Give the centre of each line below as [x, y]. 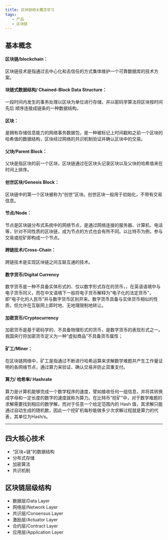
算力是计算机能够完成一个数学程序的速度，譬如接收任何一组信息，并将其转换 [84, 391]
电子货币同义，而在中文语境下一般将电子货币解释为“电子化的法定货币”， [79, 293]
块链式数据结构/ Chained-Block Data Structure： [56, 90]
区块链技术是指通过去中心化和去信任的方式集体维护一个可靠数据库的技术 [79, 71]
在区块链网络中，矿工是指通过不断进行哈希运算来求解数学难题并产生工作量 [82, 361]
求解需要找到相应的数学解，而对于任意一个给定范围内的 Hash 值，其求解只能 [84, 404]
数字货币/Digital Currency [32, 274]
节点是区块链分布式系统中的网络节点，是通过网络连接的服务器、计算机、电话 [84, 225]
